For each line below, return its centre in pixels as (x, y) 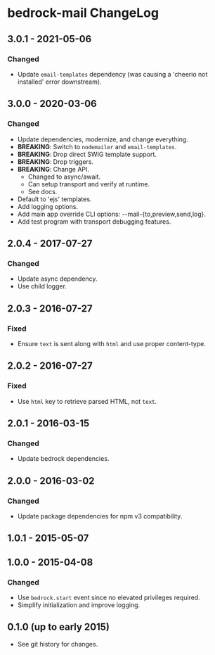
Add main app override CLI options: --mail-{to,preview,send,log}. (111, 214)
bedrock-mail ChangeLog (83, 13)
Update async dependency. (57, 279)
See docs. (43, 191)
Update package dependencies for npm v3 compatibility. (100, 516)
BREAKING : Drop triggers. (55, 161)
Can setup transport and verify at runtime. (89, 184)
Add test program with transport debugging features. (94, 221)
